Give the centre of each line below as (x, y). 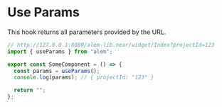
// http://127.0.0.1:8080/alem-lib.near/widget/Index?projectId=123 (111, 45)
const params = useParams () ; (57, 71)
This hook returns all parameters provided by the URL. (87, 32)
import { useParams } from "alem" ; (60, 51)
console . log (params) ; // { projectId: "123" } (84, 78)
